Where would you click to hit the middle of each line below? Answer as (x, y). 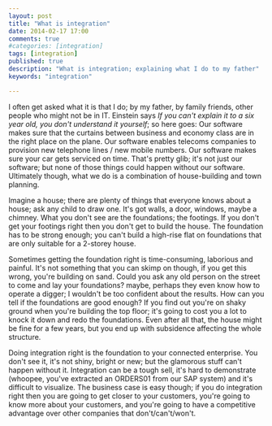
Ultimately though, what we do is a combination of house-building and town (135, 176)
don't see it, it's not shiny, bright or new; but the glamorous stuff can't (125, 361)
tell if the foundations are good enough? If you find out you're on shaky (127, 302)
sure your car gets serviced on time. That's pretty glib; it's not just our (125, 159)
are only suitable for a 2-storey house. (72, 243)
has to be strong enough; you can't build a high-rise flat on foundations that (135, 235)
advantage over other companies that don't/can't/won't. (102, 413)
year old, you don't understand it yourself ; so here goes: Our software (126, 124)
